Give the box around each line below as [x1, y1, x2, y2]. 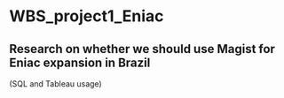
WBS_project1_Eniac [9, 6, 164, 26]
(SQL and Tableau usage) [9, 79, 102, 89]
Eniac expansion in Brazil [9, 55, 151, 70]
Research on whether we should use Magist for [9, 41, 275, 57]
